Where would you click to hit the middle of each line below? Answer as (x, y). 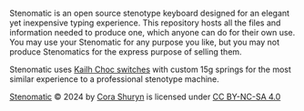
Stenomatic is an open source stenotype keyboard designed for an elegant (149, 13)
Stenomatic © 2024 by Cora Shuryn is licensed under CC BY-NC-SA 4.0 (145, 96)
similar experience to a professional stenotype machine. (115, 79)
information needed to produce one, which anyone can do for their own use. (152, 32)
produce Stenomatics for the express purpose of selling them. (126, 52)
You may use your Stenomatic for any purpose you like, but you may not (145, 42)
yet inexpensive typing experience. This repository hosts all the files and (145, 23)
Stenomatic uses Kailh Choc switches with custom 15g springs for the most (150, 69)
